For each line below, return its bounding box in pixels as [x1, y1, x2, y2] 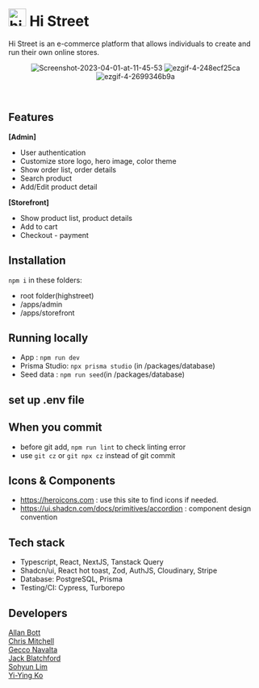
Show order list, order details [19, 165, 117, 174]
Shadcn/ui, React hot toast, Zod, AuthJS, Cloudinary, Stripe [19, 565, 218, 576]
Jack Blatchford [8, 653, 61, 663]
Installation [8, 254, 66, 268]
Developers [8, 606, 68, 620]
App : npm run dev [19, 352, 81, 362]
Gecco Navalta [8, 645, 58, 655]
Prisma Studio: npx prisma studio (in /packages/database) [19, 361, 215, 371]
